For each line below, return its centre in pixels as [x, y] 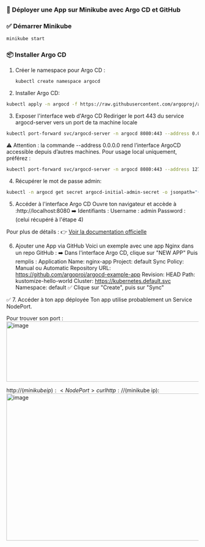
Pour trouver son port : [35, 318]
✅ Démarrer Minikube [39, 26]
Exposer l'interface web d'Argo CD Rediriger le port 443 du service [99, 116]
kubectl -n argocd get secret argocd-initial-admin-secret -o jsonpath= [101, 192]
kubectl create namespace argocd [58, 82]
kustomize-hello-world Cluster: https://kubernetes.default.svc [93, 281]
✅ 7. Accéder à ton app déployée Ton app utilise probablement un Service [99, 299]
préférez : [19, 159]
